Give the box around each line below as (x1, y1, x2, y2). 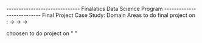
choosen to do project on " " (6, 30, 78, 37)
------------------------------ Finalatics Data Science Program (6, 5, 163, 12)
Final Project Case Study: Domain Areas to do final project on (42, 12, 196, 19)
